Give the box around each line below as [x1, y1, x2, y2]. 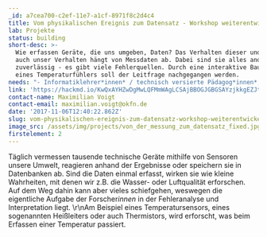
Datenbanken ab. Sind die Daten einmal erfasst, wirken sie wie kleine [8, 169, 234, 178]
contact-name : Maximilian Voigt [8, 93, 115, 101]
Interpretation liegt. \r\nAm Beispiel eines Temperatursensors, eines [8, 202, 230, 212]
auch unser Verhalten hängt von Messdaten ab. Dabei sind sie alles [15, 56, 247, 64]
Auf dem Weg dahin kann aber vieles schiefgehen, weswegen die [8, 185, 222, 195]
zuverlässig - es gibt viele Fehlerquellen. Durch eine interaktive [15, 64, 247, 72]
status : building [8, 33, 66, 42]
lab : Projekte [8, 26, 56, 34]
